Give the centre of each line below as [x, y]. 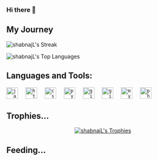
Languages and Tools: [50, 76]
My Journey [30, 30]
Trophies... [28, 116]
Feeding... [26, 150]
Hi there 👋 [21, 10]
